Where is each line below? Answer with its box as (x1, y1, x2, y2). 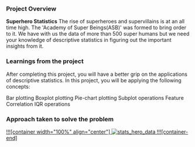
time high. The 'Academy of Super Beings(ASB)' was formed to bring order (6, 24, 187, 31)
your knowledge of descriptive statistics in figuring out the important (6, 37, 172, 44)
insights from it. (6, 43, 44, 50)
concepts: (6, 83, 30, 90)
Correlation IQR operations (6, 100, 70, 107)
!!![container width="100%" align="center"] (6, 128, 111, 135)
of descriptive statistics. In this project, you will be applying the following (6, 76, 182, 83)
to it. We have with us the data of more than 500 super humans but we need (6, 30, 190, 37)
